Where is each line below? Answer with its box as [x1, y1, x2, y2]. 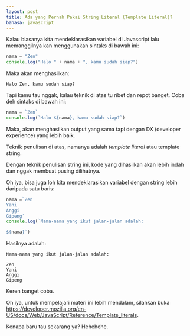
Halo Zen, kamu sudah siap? [6, 81, 76, 88]
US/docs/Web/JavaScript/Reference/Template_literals [6, 312, 137, 319]
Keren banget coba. [6, 287, 54, 295]
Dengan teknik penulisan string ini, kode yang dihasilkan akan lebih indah [6, 161, 184, 168]
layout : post [6, 8, 38, 15]
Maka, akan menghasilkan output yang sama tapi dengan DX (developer [6, 125, 181, 133]
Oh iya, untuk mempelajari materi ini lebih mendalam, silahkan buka [6, 299, 170, 306]
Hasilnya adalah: [6, 240, 46, 247]
